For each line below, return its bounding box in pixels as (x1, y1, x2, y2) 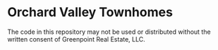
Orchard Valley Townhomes (7, 4, 173, 20)
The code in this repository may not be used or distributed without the (7, 27, 211, 36)
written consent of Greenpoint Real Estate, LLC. (7, 35, 146, 43)
